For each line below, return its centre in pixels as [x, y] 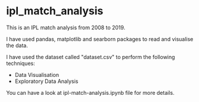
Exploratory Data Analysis [46, 81]
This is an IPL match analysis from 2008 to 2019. [66, 27]
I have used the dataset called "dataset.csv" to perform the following [91, 57]
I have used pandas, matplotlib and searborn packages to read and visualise [100, 39]
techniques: [21, 63]
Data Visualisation [37, 75]
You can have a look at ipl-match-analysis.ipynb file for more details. [90, 92]
